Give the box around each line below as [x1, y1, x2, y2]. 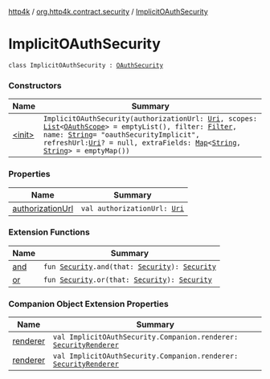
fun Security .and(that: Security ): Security [43, 262, 217, 271]
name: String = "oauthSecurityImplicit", [43, 130, 200, 140]
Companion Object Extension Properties [8, 298, 169, 309]
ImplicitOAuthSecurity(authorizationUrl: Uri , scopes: [43, 114, 258, 124]
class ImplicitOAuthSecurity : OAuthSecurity [8, 61, 163, 69]
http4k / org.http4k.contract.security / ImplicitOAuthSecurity [8, 7, 209, 16]
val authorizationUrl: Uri [80, 204, 185, 213]
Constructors [8, 79, 62, 91]
